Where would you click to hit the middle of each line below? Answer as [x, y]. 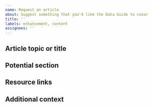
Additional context [34, 99]
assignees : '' [20, 28]
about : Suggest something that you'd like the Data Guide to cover [77, 14]
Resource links [29, 82]
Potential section [32, 65]
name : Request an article [32, 10]
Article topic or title [36, 49]
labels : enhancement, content [37, 24]
